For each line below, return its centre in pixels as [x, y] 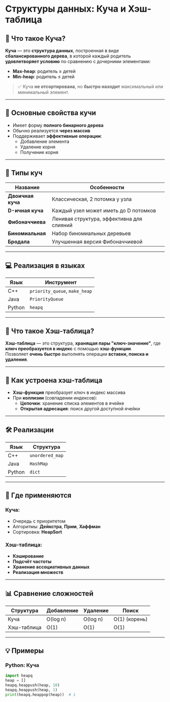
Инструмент [61, 283]
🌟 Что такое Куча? [35, 38]
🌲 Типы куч [24, 173]
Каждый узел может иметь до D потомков [104, 210]
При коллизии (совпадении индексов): [55, 398]
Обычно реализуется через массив [51, 131]
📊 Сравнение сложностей [49, 593]
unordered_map [47, 455]
